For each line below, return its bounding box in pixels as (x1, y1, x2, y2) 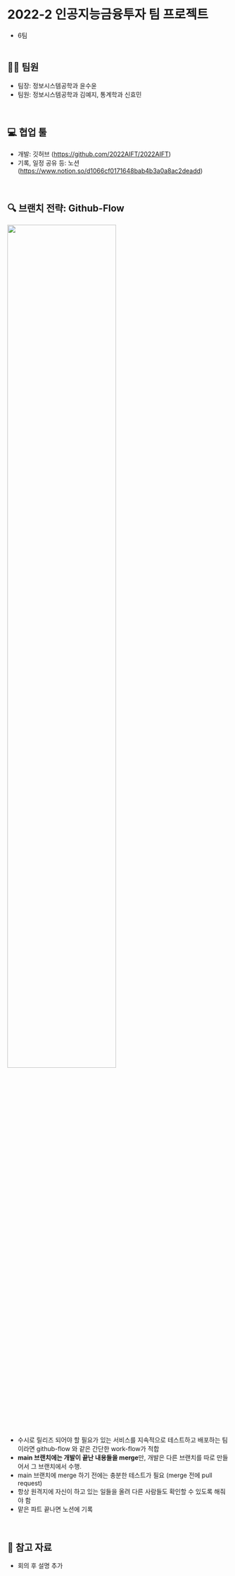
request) (17, 1479, 43, 1488)
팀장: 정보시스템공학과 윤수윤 (17, 81, 97, 90)
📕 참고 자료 (7, 1541, 53, 1553)
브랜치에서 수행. (38, 1462, 82, 1471)
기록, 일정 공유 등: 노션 (17, 158, 80, 167)
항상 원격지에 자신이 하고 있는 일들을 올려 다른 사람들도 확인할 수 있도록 (17, 1487, 213, 1496)
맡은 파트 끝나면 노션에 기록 (17, 1505, 94, 1514)
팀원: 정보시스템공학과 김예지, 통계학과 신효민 (17, 90, 142, 99)
